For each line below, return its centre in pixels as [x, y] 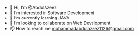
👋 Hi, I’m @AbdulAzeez [33, 8]
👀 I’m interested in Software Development [52, 13]
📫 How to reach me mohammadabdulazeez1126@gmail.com [72, 28]
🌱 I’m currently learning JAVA [40, 18]
